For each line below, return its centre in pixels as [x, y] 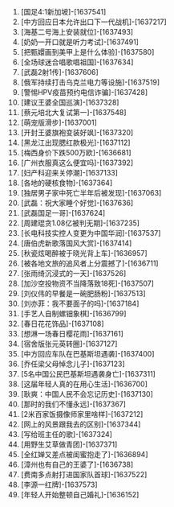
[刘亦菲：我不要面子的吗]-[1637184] [80, 303]
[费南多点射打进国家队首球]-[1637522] [84, 474]
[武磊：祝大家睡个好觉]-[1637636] [77, 203]
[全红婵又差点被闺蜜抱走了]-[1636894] [84, 454]
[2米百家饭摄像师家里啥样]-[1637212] [82, 414]
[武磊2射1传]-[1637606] [59, 72]
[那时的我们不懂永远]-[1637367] [73, 404]
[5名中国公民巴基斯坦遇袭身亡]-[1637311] [88, 374]
